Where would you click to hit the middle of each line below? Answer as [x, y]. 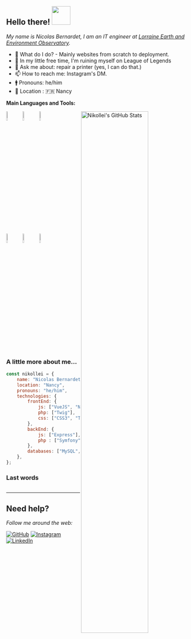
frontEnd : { [42, 402]
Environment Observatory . [38, 43]
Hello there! [28, 22]
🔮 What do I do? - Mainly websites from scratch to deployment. [92, 54]
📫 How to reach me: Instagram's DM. [61, 73]
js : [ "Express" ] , [59, 435]
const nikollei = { [30, 374]
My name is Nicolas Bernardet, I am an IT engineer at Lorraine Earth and [95, 36]
